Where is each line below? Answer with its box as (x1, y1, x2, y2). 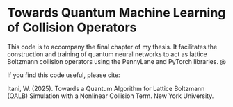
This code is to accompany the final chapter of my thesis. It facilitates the (7, 42, 218, 51)
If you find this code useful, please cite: (7, 71, 120, 79)
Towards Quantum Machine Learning (7, 5, 226, 21)
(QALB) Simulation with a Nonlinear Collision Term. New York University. (7, 92, 214, 100)
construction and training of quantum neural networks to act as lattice (7, 50, 207, 58)
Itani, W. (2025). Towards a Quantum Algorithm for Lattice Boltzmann (7, 84, 205, 92)
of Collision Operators (7, 19, 137, 35)
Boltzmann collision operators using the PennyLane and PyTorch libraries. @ (7, 57, 226, 65)
